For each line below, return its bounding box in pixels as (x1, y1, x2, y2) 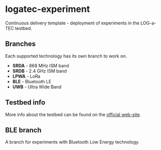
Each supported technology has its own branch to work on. (5, 53, 127, 59)
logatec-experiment (5, 3, 90, 15)
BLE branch (5, 126, 41, 134)
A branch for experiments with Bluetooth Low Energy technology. (5, 139, 140, 145)
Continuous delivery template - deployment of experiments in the (5, 20, 140, 26)
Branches (5, 40, 36, 48)
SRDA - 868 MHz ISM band (12, 62, 69, 68)
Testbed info (5, 98, 45, 107)
